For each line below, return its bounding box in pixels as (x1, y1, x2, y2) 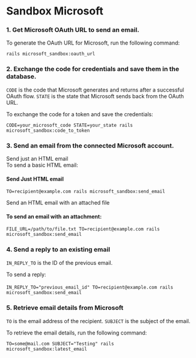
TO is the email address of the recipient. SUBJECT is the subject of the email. (6, 317, 191, 324)
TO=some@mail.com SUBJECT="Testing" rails (6, 341, 114, 347)
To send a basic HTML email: (6, 161, 78, 169)
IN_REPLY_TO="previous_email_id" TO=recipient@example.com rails (6, 285, 173, 291)
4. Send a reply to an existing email (6, 245, 110, 254)
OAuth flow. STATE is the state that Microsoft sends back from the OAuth (6, 92, 185, 100)
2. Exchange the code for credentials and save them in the (6, 65, 179, 73)
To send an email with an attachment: (6, 212, 102, 220)
